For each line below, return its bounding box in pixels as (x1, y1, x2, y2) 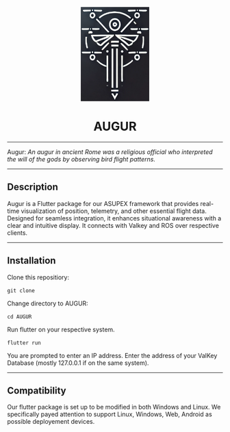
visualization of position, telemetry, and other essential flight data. (21, 207, 207, 215)
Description (7, 181, 58, 193)
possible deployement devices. (7, 418, 95, 426)
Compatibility (7, 385, 66, 396)
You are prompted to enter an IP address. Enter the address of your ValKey (7, 351, 218, 359)
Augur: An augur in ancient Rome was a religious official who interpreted (7, 147, 214, 156)
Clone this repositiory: (7, 273, 70, 281)
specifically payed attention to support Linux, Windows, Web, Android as (7, 410, 212, 418)
